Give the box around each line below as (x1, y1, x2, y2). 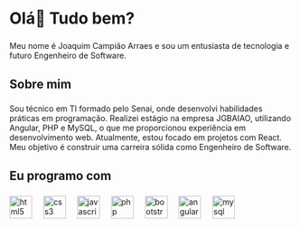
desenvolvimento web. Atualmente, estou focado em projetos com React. (9, 132, 283, 143)
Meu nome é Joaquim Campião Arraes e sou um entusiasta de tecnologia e (9, 41, 290, 52)
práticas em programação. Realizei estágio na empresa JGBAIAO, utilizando (9, 113, 292, 124)
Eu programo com (9, 167, 112, 184)
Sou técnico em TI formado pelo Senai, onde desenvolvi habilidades (9, 103, 263, 114)
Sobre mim (9, 76, 72, 91)
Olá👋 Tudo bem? (9, 8, 136, 29)
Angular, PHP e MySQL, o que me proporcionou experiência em (9, 122, 247, 134)
